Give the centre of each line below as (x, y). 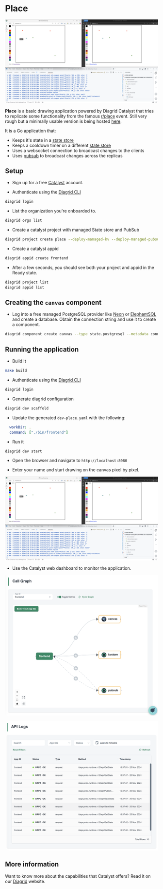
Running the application (42, 349)
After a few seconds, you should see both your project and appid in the (83, 267)
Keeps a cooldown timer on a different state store (61, 145)
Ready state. (24, 272)
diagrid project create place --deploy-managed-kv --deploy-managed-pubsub (83, 239)
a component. (26, 325)
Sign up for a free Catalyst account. (48, 183)
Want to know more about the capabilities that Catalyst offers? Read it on (78, 876)
